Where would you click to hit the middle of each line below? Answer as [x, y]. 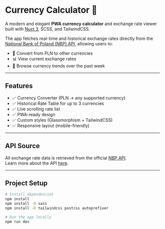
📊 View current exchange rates [44, 59]
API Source [23, 146]
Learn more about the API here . [37, 163]
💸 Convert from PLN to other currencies [53, 53]
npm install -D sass [26, 204]
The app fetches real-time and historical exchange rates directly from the [79, 38]
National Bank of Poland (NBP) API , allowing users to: [59, 43]
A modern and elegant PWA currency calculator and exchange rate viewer [81, 24]
